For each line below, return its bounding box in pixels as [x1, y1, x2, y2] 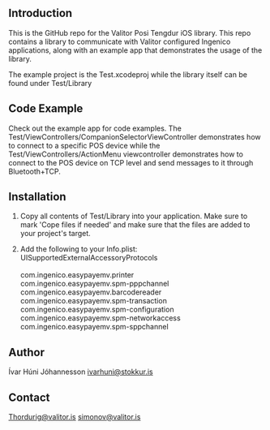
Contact [8, 390, 50, 404]
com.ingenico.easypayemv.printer [19, 270, 135, 280]
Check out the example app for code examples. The [8, 123, 182, 133]
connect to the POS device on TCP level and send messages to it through [8, 157, 254, 167]
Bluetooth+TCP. [8, 166, 61, 176]
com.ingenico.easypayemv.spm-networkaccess [19, 313, 181, 323]
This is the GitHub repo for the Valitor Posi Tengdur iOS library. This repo [8, 28, 251, 37]
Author [8, 345, 45, 359]
